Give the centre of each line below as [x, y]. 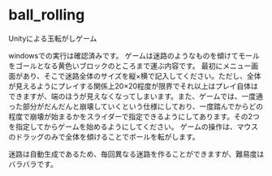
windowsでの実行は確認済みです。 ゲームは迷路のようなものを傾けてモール [134, 55]
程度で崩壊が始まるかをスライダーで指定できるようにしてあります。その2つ [134, 116]
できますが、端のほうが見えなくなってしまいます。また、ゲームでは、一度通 [136, 96]
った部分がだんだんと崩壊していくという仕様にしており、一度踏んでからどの [136, 106]
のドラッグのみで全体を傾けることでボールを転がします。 [104, 136]
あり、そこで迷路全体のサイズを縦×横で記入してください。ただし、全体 [142, 75]
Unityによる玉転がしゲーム [53, 38]
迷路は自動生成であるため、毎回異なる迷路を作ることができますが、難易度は [136, 154]
